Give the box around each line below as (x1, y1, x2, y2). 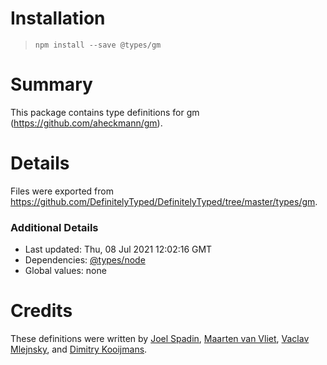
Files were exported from (10, 185, 114, 197)
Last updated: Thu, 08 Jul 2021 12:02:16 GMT (24, 243, 213, 256)
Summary (10, 73, 93, 96)
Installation (10, 7, 106, 30)
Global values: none (24, 265, 107, 277)
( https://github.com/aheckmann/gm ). (10, 117, 163, 129)
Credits (10, 300, 73, 322)
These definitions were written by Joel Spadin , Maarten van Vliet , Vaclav (10, 333, 310, 345)
